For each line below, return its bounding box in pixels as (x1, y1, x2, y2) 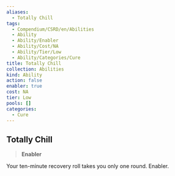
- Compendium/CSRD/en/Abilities (12, 26, 95, 33)
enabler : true (6, 83, 43, 90)
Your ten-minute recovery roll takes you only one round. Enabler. (6, 163, 169, 170)
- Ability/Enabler (12, 37, 59, 44)
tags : (6, 20, 20, 26)
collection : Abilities (6, 66, 64, 72)
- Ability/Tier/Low (12, 49, 62, 55)
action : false (6, 77, 43, 83)
